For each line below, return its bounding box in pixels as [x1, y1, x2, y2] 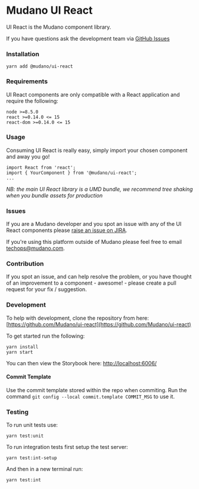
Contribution [6, 259, 44, 268]
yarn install [6, 344, 39, 350]
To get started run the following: [6, 332, 85, 340]
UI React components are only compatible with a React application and [6, 91, 180, 98]
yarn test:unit [6, 433, 44, 439]
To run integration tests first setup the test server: [6, 444, 128, 451]
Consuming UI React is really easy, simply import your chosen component [6, 146, 188, 154]
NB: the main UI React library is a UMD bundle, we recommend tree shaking [6, 185, 193, 192]
